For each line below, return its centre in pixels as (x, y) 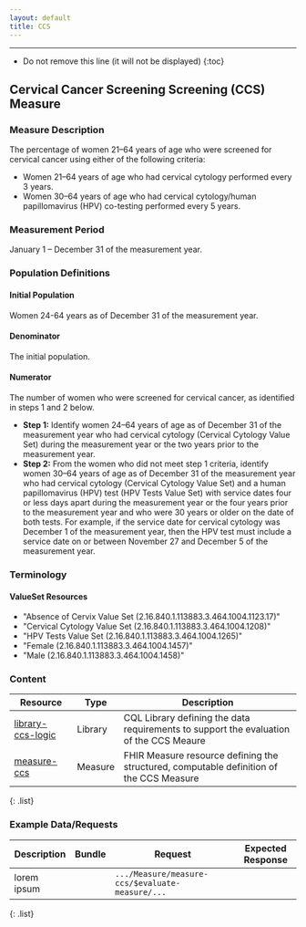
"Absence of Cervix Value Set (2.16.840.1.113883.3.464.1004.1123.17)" (151, 617)
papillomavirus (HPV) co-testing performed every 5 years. (132, 206)
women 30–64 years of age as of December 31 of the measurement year (159, 474)
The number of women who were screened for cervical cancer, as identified (152, 398)
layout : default (40, 18)
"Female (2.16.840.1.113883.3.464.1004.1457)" (107, 646)
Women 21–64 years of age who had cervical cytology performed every (157, 177)
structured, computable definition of (200, 767)
